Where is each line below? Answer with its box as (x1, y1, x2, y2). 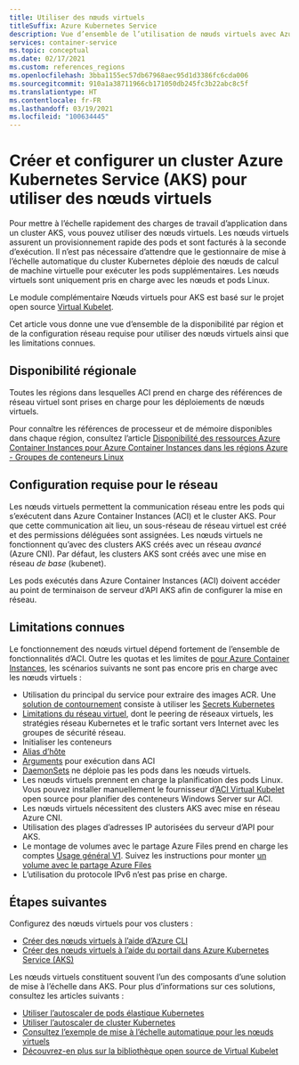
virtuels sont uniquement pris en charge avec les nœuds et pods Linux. (9, 275, 270, 286)
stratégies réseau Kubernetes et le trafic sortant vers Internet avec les (21, 718, 279, 728)
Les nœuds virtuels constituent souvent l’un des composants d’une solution (9, 972, 287, 982)
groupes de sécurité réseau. (21, 727, 126, 737)
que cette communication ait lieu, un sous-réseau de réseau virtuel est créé (9, 520, 287, 531)
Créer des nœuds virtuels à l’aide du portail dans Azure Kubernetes (21, 945, 270, 955)
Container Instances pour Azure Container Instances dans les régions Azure (9, 442, 288, 452)
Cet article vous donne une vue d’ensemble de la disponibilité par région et (9, 319, 284, 329)
